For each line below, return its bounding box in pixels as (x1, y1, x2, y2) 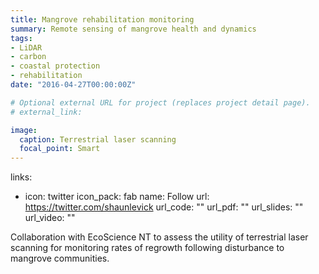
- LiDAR (10, 42, 43, 53)
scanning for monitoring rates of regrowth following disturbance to (10, 242, 285, 254)
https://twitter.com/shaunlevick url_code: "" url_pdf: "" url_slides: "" (24, 201, 304, 213)
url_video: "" (24, 212, 76, 224)
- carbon (10, 52, 47, 62)
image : (10, 125, 38, 135)
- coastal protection (10, 61, 101, 71)
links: (10, 171, 33, 183)
